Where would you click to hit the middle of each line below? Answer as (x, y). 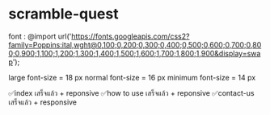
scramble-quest (63, 14)
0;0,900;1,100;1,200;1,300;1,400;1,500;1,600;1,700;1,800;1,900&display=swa (135, 53)
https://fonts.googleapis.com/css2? (131, 36)
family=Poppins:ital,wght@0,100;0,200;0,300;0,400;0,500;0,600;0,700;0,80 (135, 44)
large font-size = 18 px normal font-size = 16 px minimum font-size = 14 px (132, 77)
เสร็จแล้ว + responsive (43, 102)
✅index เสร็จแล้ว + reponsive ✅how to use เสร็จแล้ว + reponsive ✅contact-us (131, 92)
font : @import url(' (40, 36)
